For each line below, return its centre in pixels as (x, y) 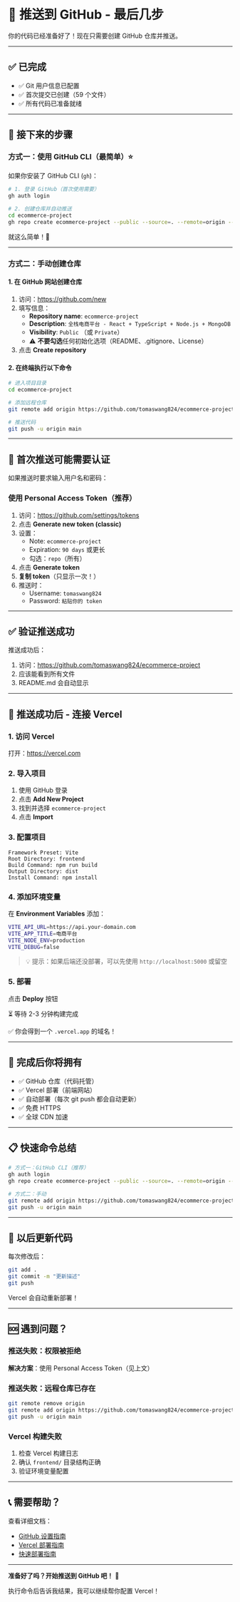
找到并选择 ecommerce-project (62, 808)
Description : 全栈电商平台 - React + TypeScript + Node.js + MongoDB (130, 323)
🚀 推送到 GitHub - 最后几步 (86, 15)
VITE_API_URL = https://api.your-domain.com (72, 927)
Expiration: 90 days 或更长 (67, 549)
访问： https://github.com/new (62, 299)
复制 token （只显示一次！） (59, 576)
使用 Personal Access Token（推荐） (72, 498)
